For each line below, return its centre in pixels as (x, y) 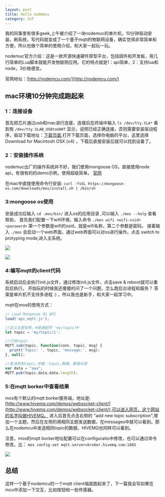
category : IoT (20, 19)
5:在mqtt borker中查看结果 (37, 386)
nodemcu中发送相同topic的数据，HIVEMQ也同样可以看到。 (74, 428)
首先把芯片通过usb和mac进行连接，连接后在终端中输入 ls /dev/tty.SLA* (79, 123)
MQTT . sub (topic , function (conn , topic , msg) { (54, 346)
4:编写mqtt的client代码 (33, 270)
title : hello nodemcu (27, 14)
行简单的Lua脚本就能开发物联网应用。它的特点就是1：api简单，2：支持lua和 (82, 62)
